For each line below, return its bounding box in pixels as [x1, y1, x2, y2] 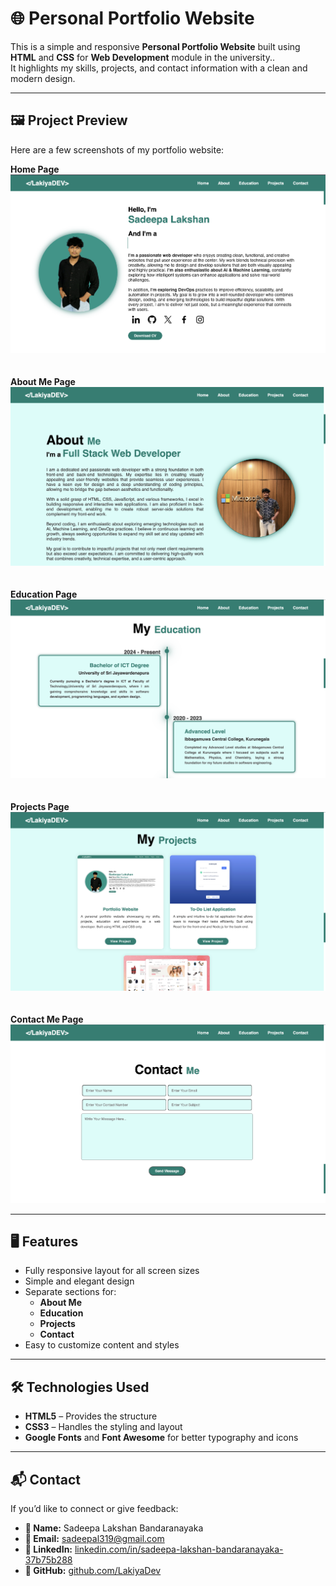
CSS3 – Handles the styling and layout [24, 1421, 183, 1433]
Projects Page [10, 800, 70, 812]
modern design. [10, 72, 76, 84]
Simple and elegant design [24, 1275, 135, 1287]
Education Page [10, 588, 78, 600]
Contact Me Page [10, 1013, 84, 1025]
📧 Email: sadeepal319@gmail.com [24, 1533, 165, 1545]
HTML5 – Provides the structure [24, 1410, 158, 1422]
